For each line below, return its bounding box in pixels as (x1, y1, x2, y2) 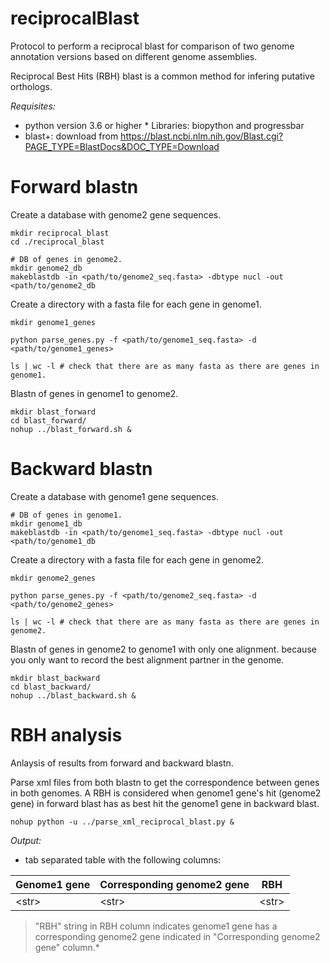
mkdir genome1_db (10, 518, 83, 529)
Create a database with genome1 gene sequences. (10, 490, 219, 502)
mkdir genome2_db (10, 263, 83, 273)
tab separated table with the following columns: (24, 853, 222, 866)
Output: (10, 834, 42, 846)
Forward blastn (10, 176, 139, 199)
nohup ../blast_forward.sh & (10, 424, 132, 434)
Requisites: (10, 100, 56, 112)
